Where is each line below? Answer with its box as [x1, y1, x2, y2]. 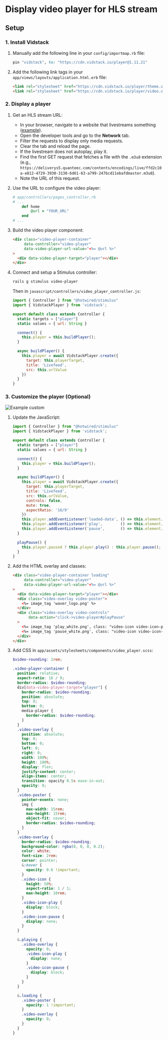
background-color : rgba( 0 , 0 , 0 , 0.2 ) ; [22, 844, 105, 849]
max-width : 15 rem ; [26, 807, 65, 812]
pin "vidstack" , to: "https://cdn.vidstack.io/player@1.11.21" [12, 59, 148, 65]
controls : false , [26, 498, 63, 503]
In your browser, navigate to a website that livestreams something [20, 122, 156, 128]
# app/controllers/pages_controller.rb [12, 195, 96, 200]
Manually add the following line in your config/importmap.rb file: [12, 50, 145, 56]
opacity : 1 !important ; [26, 1002, 76, 1007]
